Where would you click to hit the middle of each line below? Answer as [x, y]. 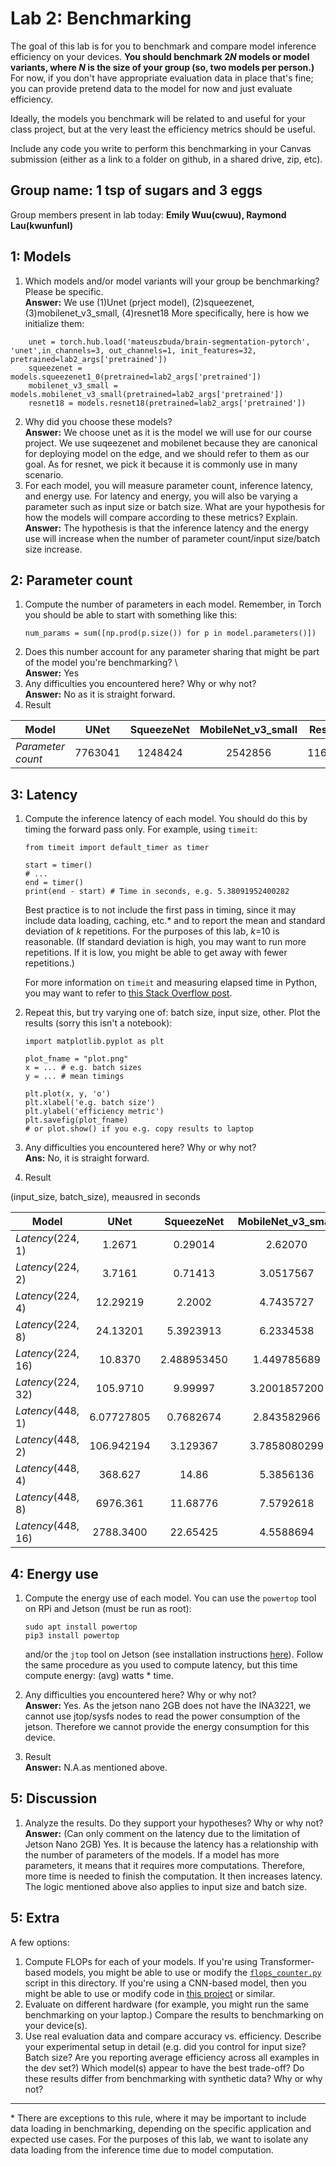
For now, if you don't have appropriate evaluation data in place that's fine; [162, 78]
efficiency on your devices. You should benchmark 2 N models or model [160, 56]
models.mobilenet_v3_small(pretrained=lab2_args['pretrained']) [147, 394]
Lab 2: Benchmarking [101, 18]
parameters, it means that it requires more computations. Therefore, [165, 1865]
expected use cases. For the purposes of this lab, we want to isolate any [159, 2139]
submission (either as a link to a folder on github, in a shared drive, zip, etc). [166, 159]
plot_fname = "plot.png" [76, 1059]
